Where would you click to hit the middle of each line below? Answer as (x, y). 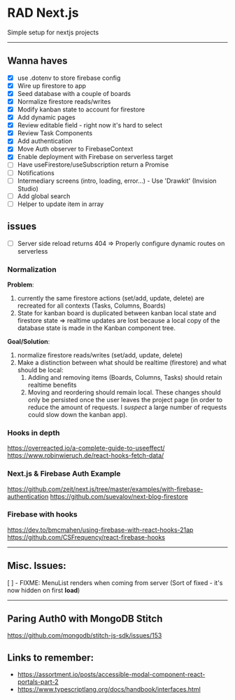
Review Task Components (55, 133)
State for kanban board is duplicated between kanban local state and (117, 313)
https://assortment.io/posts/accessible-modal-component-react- (111, 675)
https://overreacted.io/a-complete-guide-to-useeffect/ (86, 448)
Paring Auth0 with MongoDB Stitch (85, 619)
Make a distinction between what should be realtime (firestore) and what (122, 362)
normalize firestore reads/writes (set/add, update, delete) (100, 355)
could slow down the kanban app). (78, 414)
